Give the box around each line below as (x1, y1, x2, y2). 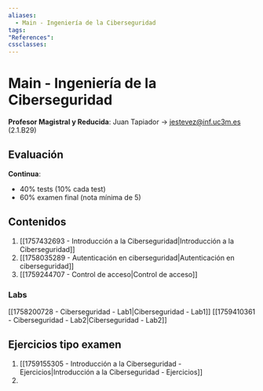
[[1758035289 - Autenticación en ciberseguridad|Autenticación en (19, 253, 236, 262)
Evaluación (8, 148, 64, 162)
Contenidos (8, 215, 67, 228)
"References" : (8, 33, 55, 42)
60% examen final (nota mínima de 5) (19, 192, 141, 202)
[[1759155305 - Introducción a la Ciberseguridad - (19, 359, 182, 368)
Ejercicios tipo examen (8, 338, 122, 352)
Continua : (8, 169, 42, 178)
